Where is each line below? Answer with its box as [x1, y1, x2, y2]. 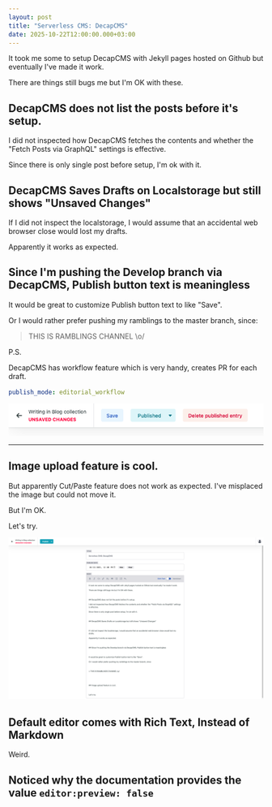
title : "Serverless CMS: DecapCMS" [8, 21, 129, 30]
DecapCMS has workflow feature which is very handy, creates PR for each [8, 362, 257, 373]
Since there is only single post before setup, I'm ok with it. [8, 160, 202, 170]
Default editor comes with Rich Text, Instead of [8, 715, 250, 729]
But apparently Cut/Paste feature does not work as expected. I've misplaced [8, 481, 263, 490]
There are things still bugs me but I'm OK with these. [8, 78, 184, 88]
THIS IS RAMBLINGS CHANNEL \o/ [28, 331, 145, 341]
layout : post [8, 13, 53, 21]
